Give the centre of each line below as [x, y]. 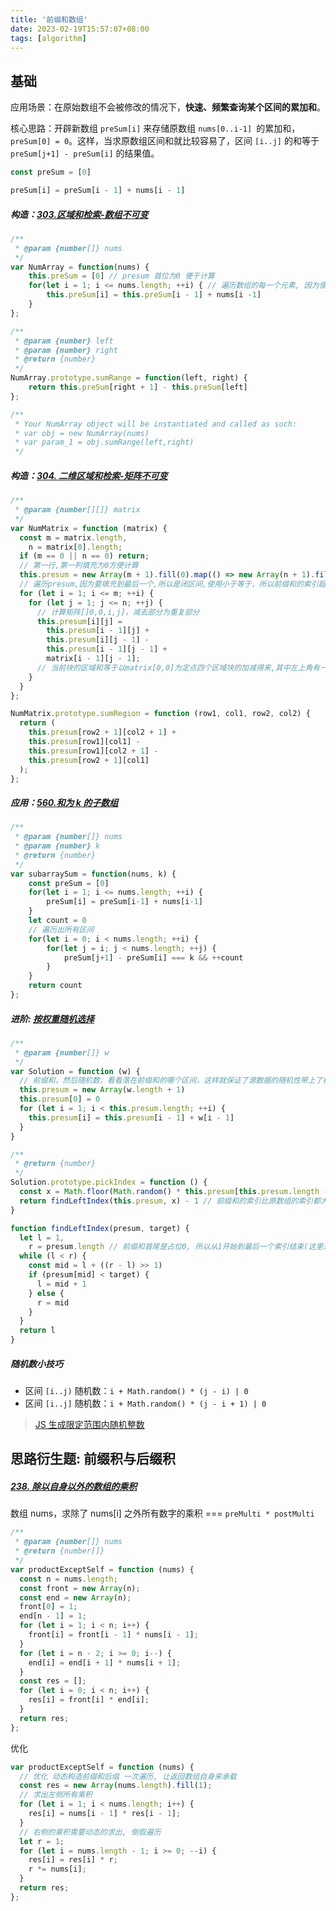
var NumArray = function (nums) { [80, 267]
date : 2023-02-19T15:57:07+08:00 [80, 29]
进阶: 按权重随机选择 [52, 1018]
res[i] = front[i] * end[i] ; [89, 1700]
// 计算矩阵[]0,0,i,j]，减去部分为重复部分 [118, 612]
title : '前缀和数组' [49, 19]
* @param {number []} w [62, 1052]
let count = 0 [57, 921]
